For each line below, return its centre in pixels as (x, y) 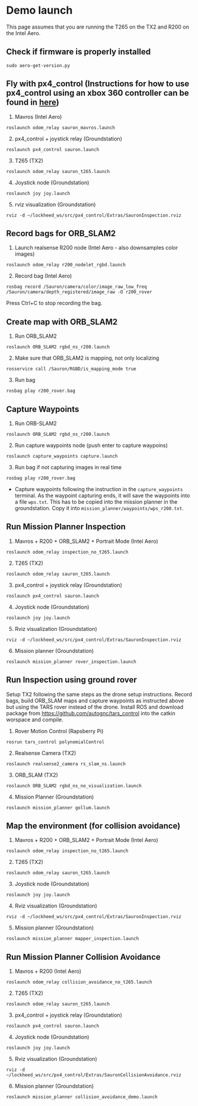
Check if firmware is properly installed (79, 52)
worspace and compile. (35, 719)
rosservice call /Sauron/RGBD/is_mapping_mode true (71, 369)
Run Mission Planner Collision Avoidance (84, 957)
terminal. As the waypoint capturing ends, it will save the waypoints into (102, 495)
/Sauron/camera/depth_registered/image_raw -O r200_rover (79, 292)
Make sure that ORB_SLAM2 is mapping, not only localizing (87, 358)
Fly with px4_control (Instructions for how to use (98, 84)
